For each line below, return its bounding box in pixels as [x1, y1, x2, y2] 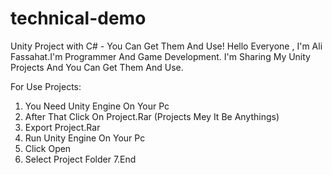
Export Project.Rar [24, 121, 101, 133]
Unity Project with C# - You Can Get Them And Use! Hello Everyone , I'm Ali [10, 40, 323, 52]
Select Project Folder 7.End [24, 153, 137, 165]
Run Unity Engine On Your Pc [24, 132, 146, 144]
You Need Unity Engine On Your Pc [24, 100, 170, 112]
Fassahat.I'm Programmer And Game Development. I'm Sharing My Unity [10, 50, 311, 62]
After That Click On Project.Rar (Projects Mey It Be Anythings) [24, 110, 280, 122]
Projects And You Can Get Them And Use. [10, 61, 184, 73]
